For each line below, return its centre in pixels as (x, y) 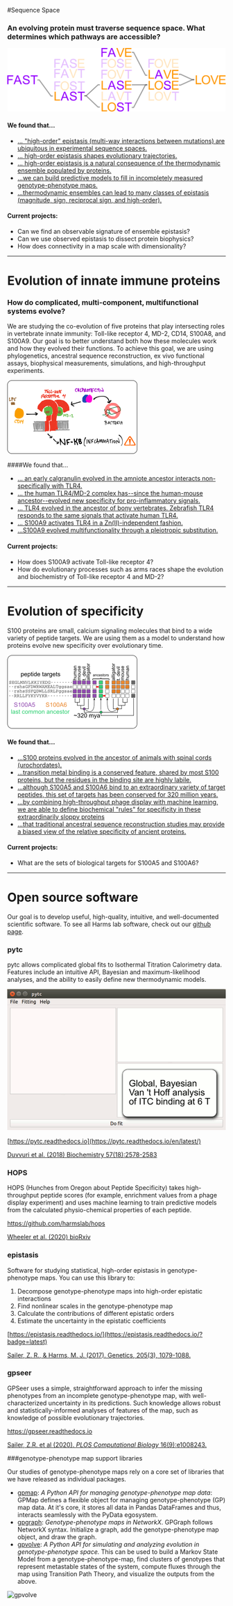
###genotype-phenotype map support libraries (75, 1458)
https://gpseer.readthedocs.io (50, 1431)
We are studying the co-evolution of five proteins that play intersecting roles (116, 326)
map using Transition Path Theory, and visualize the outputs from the (116, 1574)
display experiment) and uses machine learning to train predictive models (112, 1202)
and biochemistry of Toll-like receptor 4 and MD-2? (90, 576)
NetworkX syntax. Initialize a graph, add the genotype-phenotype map (118, 1529)
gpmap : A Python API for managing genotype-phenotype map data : (115, 1493)
